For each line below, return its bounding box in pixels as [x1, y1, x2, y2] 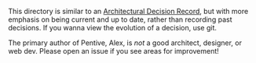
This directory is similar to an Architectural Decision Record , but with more [8, 7, 249, 16]
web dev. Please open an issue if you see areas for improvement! [8, 47, 220, 55]
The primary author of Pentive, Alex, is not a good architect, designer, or [8, 38, 242, 47]
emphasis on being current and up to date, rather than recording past [8, 15, 232, 24]
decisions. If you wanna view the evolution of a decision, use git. [8, 23, 218, 32]
